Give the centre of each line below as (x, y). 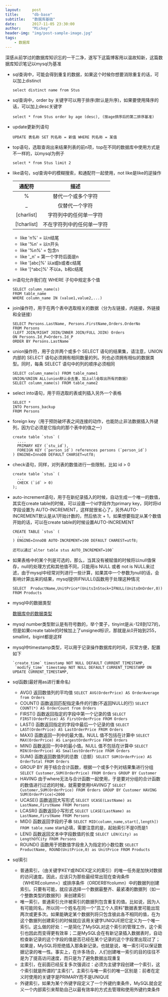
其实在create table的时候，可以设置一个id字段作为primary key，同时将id (87, 503)
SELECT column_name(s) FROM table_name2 (55, 383)
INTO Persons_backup (34, 407)
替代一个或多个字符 (75, 196)
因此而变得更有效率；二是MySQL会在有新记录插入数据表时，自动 (95, 933)
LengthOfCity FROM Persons (48, 839)
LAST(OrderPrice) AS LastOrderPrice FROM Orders (71, 730)
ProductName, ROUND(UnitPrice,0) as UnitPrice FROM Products (85, 849)
